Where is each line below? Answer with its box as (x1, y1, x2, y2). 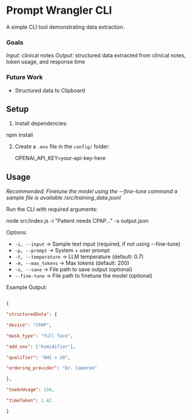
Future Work (6, 73, 43, 81)
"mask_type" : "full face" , (6, 333, 73, 339)
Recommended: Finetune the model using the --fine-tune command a (6, 188, 178, 195)
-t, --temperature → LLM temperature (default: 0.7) (14, 253, 144, 260)
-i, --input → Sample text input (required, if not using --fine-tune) (14, 240, 181, 248)
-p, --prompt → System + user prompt (14, 247, 110, 254)
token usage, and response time (6, 58, 85, 66)
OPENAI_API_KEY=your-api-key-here (14, 155, 106, 162)
